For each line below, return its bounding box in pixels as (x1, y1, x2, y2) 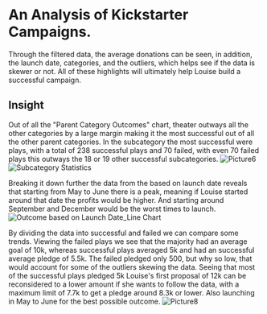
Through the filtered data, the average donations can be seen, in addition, (8, 49, 253, 59)
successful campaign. (8, 75, 82, 85)
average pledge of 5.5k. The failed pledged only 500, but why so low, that (8, 254, 253, 263)
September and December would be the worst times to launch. (8, 204, 216, 213)
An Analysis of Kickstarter (8, 6, 189, 24)
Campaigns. (8, 23, 92, 41)
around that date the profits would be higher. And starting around (8, 195, 224, 205)
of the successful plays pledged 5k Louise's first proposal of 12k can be (8, 271, 247, 280)
